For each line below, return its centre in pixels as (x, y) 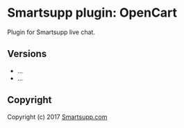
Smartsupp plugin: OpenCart (92, 13)
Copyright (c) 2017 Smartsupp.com (57, 117)
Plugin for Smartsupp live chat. (51, 32)
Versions (27, 54)
